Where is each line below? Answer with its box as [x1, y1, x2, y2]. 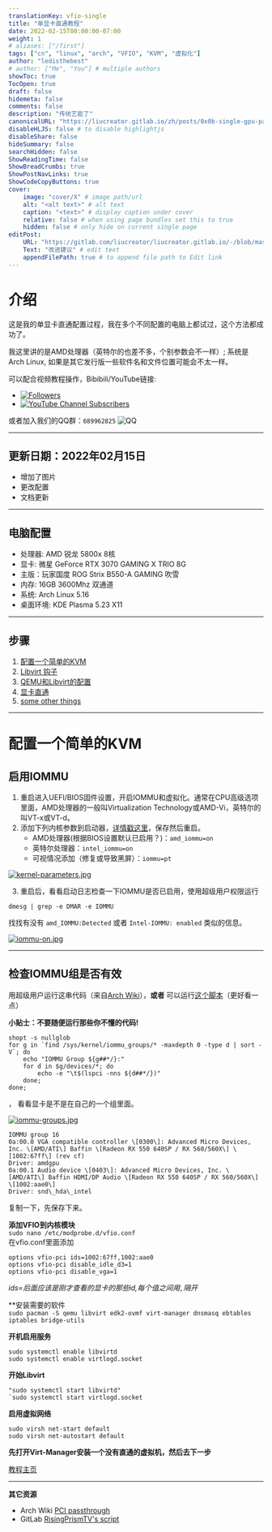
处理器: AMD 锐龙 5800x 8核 [19, 549, 116, 559]
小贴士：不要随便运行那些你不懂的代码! [8, 1018, 139, 1027]
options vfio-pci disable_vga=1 [8, 1267, 117, 1276]
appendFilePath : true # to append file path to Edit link [23, 253, 223, 261]
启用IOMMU [8, 769, 69, 783]
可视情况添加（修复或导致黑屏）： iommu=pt [32, 854, 172, 863]
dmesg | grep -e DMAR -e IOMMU [8, 902, 114, 910]
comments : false [8, 102, 63, 110]
